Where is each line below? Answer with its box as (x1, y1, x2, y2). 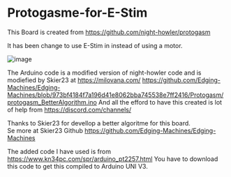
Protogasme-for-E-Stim (7, 5, 148, 21)
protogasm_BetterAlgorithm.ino (7, 98, 98, 106)
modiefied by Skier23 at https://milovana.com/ (7, 75, 141, 84)
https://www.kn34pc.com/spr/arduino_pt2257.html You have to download (7, 155, 218, 163)
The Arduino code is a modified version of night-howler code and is (7, 68, 202, 77)
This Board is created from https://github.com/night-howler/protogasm (7, 28, 211, 36)
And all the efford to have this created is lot (98, 98, 222, 106)
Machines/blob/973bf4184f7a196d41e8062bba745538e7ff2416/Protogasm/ (7, 91, 224, 99)
